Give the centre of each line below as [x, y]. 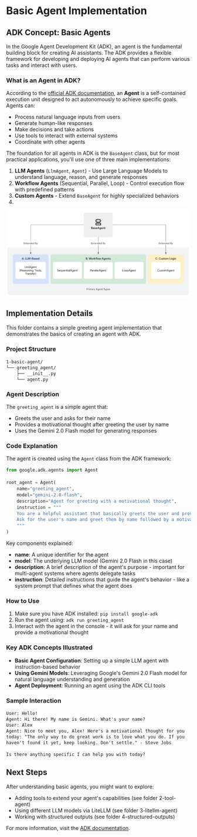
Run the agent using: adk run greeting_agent [69, 620]
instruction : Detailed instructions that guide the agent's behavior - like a [102, 580]
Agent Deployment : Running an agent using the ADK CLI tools [90, 685]
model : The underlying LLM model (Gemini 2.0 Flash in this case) [94, 561]
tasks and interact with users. [42, 65]
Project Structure [31, 349]
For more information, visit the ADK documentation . [68, 828]
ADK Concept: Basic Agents [58, 33]
